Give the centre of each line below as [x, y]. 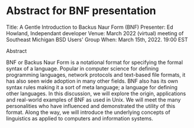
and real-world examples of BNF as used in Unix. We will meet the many [93, 100]
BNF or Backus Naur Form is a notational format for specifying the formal [95, 62]
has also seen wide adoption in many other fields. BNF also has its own [92, 81]
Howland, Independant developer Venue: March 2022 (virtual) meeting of [95, 33]
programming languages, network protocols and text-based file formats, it [96, 75]
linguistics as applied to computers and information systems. [80, 118]
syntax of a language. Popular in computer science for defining [82, 68]
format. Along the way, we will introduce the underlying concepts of [88, 112]
